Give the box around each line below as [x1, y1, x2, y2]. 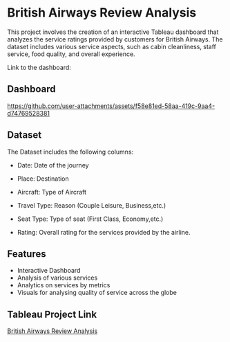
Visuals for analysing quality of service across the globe [17, 289, 178, 297]
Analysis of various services [17, 273, 98, 282]
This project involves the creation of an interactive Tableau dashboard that [7, 28, 219, 36]
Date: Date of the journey [17, 161, 89, 169]
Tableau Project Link [7, 308, 97, 320]
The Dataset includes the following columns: [7, 147, 134, 156]
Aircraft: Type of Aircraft [17, 188, 87, 196]
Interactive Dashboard [17, 267, 81, 275]
